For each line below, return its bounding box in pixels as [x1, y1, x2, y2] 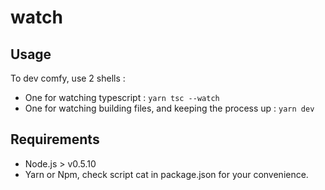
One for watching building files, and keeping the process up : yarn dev [24, 102, 315, 114]
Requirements [10, 131, 100, 148]
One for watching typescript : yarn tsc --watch [24, 92, 220, 103]
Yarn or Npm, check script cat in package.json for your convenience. [24, 168, 309, 180]
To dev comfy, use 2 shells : [10, 72, 126, 84]
